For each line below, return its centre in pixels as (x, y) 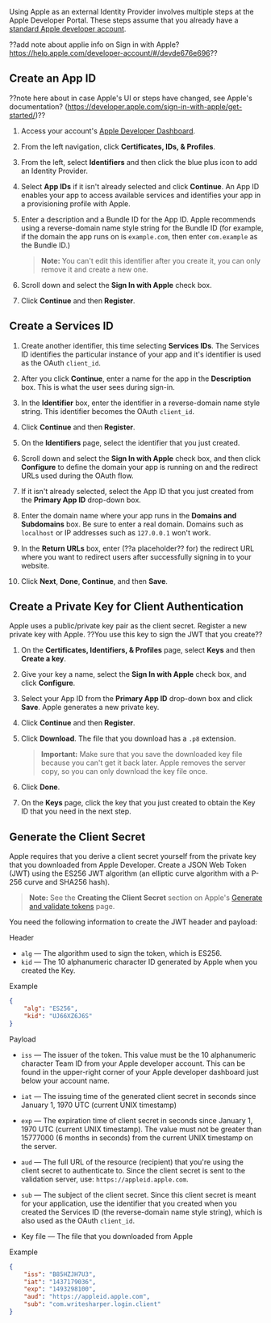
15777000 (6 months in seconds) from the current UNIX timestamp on (137, 1137)
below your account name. (65, 1080)
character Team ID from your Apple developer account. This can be (133, 1063)
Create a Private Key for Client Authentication (127, 607)
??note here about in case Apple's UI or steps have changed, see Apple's (131, 98)
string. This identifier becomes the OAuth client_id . (108, 411)
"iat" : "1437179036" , (60, 1282)
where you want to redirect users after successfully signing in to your (136, 556)
